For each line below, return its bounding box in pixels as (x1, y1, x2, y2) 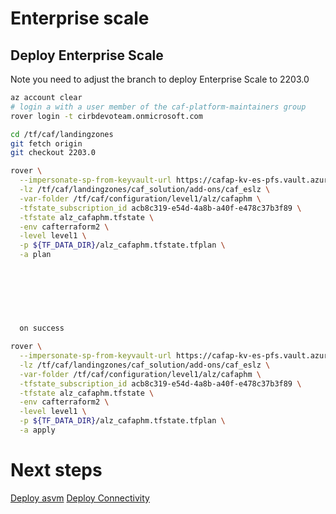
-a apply (19, 425, 56, 435)
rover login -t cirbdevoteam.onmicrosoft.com (10, 111, 203, 121)
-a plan (19, 250, 52, 260)
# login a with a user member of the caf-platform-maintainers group (10, 102, 307, 112)
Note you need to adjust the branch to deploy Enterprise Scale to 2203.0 (10, 73, 310, 85)
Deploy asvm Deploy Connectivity (10, 492, 150, 504)
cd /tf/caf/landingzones (10, 129, 114, 139)
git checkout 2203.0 (10, 148, 97, 158)
